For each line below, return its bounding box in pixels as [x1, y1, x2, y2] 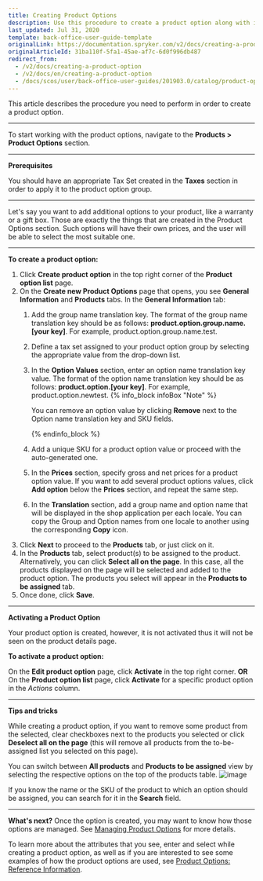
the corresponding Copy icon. [31, 525, 129, 534]
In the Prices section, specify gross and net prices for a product [31, 468, 238, 477]
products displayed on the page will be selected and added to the [19, 565, 232, 574]
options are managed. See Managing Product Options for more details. [8, 824, 236, 833]
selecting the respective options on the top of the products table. [8, 770, 218, 779]
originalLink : [8, 41, 55, 49]
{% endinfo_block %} [31, 429, 100, 438]
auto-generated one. [31, 452, 99, 462]
